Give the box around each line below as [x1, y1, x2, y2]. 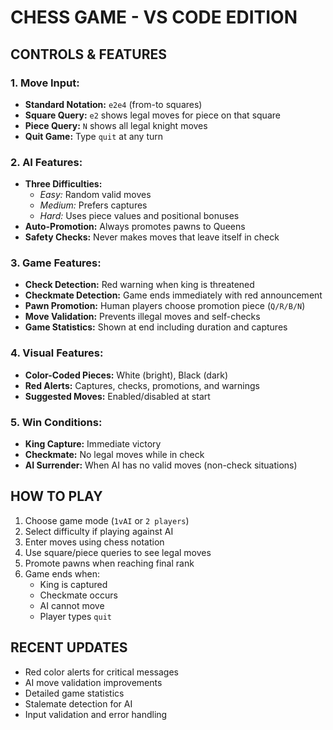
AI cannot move [39, 599, 105, 611]
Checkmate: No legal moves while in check [24, 449, 205, 461]
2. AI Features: [10, 155, 83, 169]
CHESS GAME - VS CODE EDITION [10, 6, 298, 29]
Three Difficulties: [24, 178, 103, 190]
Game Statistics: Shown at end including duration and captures [24, 321, 288, 333]
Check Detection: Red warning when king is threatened [24, 279, 255, 291]
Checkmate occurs [39, 589, 118, 601]
